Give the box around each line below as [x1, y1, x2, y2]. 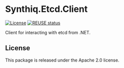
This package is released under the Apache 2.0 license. [5, 57, 120, 63]
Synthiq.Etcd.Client [5, 3, 88, 15]
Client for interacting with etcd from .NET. [5, 29, 91, 35]
